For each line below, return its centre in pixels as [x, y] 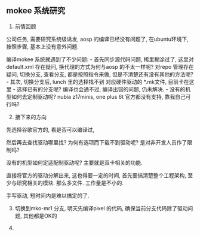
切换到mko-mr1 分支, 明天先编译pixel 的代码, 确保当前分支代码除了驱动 [101, 208]
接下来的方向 [30, 117]
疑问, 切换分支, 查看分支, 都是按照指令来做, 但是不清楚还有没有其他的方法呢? [100, 74]
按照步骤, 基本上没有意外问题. [43, 46]
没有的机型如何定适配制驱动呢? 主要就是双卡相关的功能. [75, 162]
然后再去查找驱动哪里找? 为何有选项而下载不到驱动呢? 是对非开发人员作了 [97, 142]
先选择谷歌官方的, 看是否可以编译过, [50, 129]
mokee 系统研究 [36, 11]
